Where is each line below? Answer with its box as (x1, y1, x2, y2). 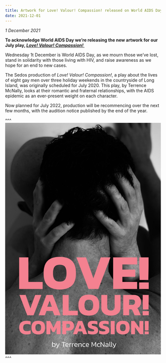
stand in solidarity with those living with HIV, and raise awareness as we (5, 57, 152, 63)
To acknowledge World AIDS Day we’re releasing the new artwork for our (5, 37, 158, 43)
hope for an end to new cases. (5, 62, 68, 68)
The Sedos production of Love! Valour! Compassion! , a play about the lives (5, 72, 158, 78)
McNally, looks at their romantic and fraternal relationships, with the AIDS (5, 87, 154, 93)
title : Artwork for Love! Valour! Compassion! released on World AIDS (5, 8, 154, 13)
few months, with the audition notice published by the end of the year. (5, 108, 148, 114)
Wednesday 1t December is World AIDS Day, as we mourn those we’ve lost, (5, 52, 159, 58)
